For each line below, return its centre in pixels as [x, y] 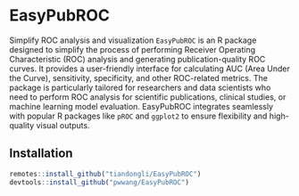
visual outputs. [63, 125]
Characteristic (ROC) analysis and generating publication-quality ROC [137, 59]
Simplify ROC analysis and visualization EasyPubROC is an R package [133, 40]
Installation [41, 154]
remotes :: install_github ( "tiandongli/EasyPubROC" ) [105, 174]
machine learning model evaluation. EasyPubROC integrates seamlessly [141, 106]
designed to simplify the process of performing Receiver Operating [133, 49]
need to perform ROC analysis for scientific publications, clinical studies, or [148, 97]
